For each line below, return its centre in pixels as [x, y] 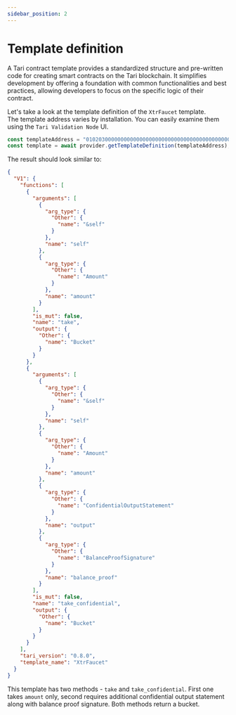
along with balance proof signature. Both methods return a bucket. [104, 704]
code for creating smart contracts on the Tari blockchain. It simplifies [107, 75]
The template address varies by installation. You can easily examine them [113, 119]
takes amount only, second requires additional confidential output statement [116, 696]
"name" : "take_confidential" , [77, 604]
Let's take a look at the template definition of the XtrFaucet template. [107, 111]
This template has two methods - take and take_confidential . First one [111, 689]
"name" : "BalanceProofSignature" [106, 558]
